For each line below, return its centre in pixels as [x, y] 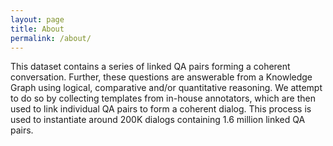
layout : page [37, 19]
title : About [37, 29]
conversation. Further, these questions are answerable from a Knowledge [161, 77]
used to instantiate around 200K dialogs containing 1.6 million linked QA [158, 120]
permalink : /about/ [51, 38]
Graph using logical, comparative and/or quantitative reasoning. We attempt [166, 88]
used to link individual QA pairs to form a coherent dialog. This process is [161, 109]
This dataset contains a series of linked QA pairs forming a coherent [150, 67]
